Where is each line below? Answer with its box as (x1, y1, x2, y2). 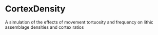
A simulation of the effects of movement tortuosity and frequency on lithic (5, 19, 154, 25)
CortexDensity (5, 3, 66, 14)
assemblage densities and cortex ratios (5, 24, 84, 30)
